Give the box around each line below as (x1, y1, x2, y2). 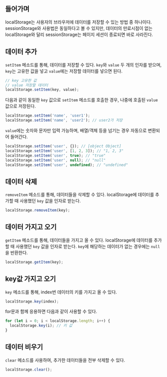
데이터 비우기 (5, 343, 43, 351)
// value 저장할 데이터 (5, 82, 48, 87)
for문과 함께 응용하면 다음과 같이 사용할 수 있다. (5, 308, 97, 314)
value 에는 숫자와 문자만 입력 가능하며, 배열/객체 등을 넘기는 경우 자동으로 (5, 127, 147, 133)
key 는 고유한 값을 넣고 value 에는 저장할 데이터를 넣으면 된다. (5, 68, 123, 74)
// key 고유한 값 (5, 78, 37, 83)
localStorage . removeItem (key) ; (5, 208, 70, 213)
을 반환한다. (5, 249, 28, 255)
